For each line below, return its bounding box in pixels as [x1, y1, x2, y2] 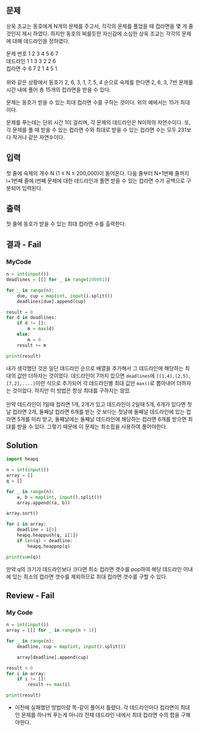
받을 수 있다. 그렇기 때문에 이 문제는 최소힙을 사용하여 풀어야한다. [17, 423, 168, 430]
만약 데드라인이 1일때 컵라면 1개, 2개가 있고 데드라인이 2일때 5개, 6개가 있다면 [6, 401, 186, 408]
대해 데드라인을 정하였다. [12, 37, 70, 45]
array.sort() [6, 511, 39, 516]
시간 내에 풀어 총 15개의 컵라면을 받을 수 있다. [6, 86, 111, 93]
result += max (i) [27, 682, 70, 688]
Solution [6, 440, 38, 450]
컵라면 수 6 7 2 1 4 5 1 [6, 65, 58, 72]
